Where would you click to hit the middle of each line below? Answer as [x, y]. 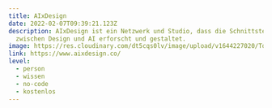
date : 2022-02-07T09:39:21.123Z [63, 24]
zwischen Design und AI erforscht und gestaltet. [101, 39]
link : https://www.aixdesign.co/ [65, 54]
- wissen [30, 76]
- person [30, 69]
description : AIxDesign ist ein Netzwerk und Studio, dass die [117, 31]
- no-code [32, 84]
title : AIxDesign [38, 16]
